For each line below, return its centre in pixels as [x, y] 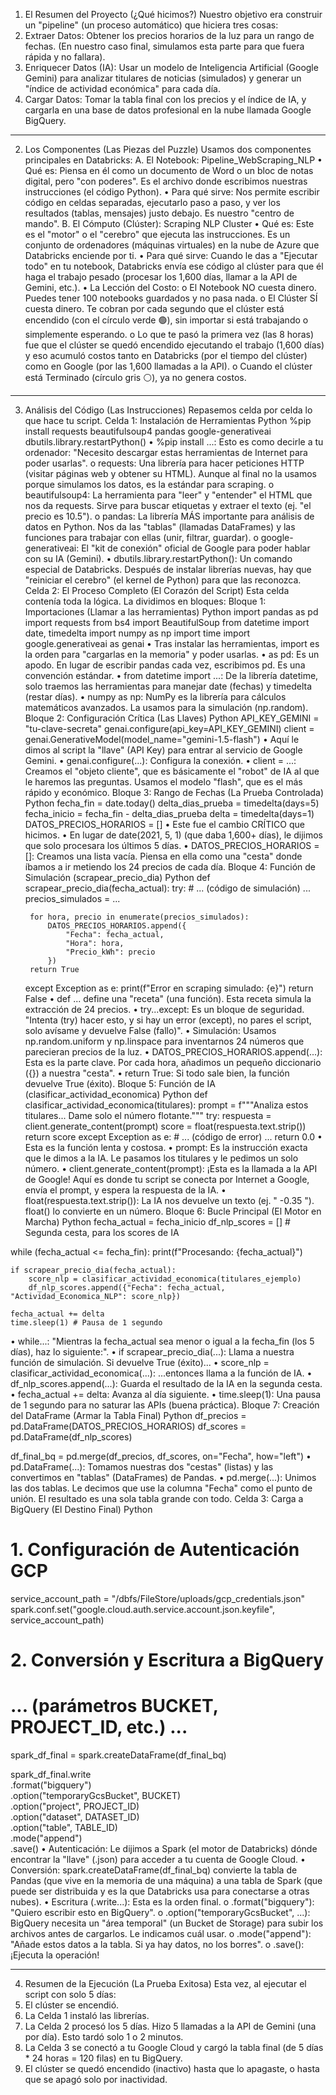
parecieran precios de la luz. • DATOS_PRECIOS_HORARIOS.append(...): [173, 1052]
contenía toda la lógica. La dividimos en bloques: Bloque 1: [145, 601]
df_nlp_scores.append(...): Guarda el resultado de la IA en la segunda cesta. [166, 1383]
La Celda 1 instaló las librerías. [87, 2016]
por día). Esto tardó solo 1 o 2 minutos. [104, 2037]
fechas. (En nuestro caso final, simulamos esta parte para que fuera [164, 46]
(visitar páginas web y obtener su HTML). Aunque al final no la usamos [171, 473]
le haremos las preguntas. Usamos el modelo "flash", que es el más [163, 782]
